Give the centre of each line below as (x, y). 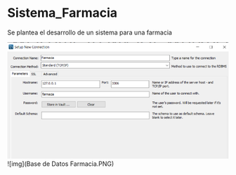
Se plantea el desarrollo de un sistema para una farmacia (90, 32)
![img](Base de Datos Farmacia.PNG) (61, 164)
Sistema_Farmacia (63, 13)
